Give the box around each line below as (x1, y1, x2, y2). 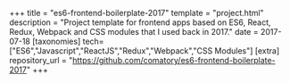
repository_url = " (9, 55, 73, 65)
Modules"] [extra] (214, 46, 280, 56)
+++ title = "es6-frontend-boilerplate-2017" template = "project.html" (9, 8, 265, 18)
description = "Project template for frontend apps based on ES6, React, (9, 17, 271, 28)
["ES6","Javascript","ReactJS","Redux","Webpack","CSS (9, 46, 213, 56)
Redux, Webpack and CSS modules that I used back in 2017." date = (9, 27, 259, 37)
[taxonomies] (32, 36, 81, 46)
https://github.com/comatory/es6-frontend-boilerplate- (72, 55, 276, 65)
